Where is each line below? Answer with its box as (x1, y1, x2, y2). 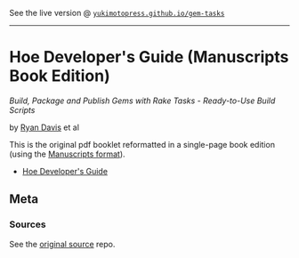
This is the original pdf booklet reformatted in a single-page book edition (9, 139, 276, 149)
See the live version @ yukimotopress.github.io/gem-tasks (9, 8, 225, 18)
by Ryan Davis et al (9, 122, 80, 133)
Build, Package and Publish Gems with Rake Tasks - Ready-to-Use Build (9, 95, 276, 106)
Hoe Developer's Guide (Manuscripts (9, 47, 289, 68)
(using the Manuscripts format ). (9, 149, 126, 159)
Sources (9, 218, 46, 230)
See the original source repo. (9, 238, 116, 249)
